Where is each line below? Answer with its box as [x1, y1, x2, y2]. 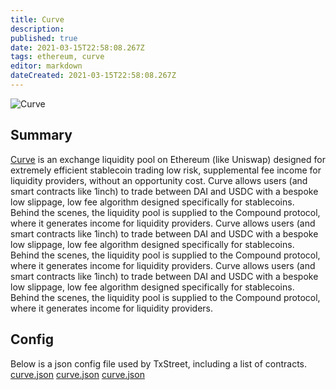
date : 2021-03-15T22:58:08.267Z [10, 42, 145, 53]
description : [10, 24, 65, 34]
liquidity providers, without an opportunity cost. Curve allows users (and [10, 174, 308, 186]
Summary [10, 127, 73, 144]
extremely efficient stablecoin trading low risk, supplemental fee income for [10, 164, 322, 176]
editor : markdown [10, 61, 83, 71]
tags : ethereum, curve [10, 52, 105, 62]
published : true [10, 33, 78, 43]
